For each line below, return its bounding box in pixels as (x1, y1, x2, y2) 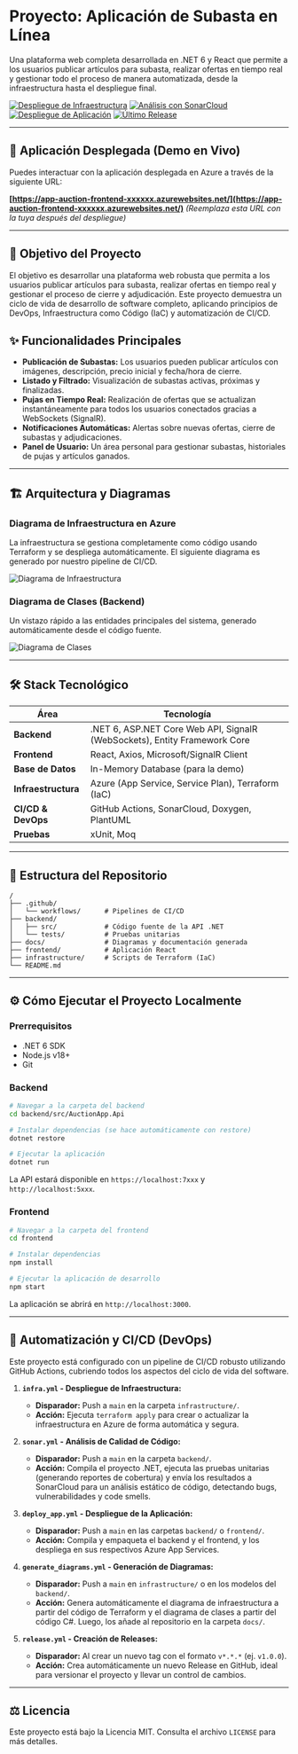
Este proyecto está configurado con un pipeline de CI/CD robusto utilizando (9, 1356, 286, 1366)
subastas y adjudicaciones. (21, 432, 122, 442)
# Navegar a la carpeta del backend (9, 1101, 145, 1110)
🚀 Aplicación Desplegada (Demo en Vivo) (9, 144, 241, 159)
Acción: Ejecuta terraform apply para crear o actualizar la (35, 1409, 249, 1420)
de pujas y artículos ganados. (21, 450, 130, 462)
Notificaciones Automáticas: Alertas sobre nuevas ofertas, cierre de (21, 423, 276, 434)
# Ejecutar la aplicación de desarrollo (9, 1274, 161, 1283)
